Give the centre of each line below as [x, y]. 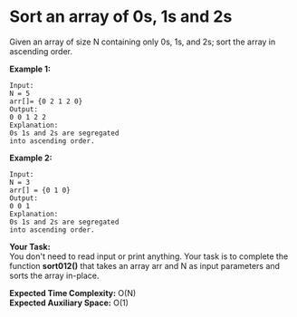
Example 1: [30, 69]
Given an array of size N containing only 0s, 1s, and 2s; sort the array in [143, 42]
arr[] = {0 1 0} [40, 190]
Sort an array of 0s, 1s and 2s [121, 17]
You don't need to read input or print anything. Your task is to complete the [149, 256]
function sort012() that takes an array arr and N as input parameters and [145, 265]
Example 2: [31, 158]
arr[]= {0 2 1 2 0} [46, 101]
